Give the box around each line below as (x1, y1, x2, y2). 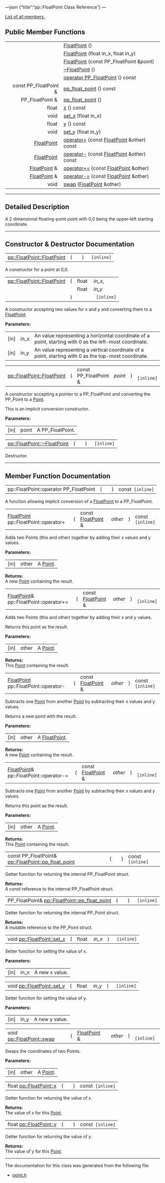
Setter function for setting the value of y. (5, 995, 87, 1001)
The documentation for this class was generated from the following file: (5, 1163, 150, 1169)
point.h (12, 1172, 27, 1178)
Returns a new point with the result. (5, 713, 77, 719)
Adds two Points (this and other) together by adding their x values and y (5, 535, 151, 541)
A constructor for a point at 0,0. (5, 266, 69, 273)
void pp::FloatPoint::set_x (7, 936, 65, 943)
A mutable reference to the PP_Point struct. (5, 924, 93, 930)
